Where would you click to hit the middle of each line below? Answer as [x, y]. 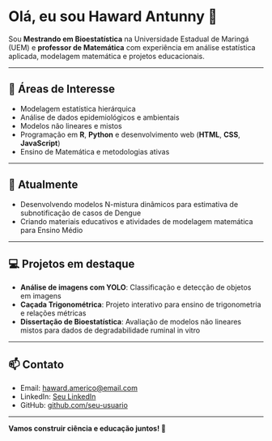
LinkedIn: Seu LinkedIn [58, 396]
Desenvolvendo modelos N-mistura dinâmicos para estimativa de [129, 204]
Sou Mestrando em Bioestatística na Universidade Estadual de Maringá [129, 39]
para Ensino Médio [51, 230]
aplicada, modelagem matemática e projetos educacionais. [106, 56]
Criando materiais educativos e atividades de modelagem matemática [136, 221]
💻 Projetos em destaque [72, 263]
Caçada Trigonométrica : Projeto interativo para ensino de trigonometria [140, 305]
